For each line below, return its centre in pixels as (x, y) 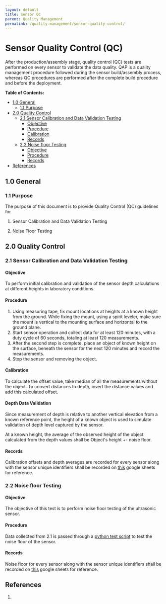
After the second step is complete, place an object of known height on (84, 343)
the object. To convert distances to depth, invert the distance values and (79, 386)
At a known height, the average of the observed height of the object (74, 434)
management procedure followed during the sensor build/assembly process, (83, 73)
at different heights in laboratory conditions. (50, 289)
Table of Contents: (25, 93)
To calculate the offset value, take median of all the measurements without (81, 381)
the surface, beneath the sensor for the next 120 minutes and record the (86, 348)
